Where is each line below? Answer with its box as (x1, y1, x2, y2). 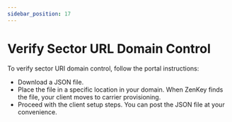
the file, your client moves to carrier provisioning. (17, 92, 161, 101)
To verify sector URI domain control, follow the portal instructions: (7, 64, 199, 73)
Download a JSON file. (17, 78, 84, 86)
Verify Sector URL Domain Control (7, 40, 211, 56)
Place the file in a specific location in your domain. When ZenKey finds (17, 85, 224, 94)
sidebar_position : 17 (7, 10, 71, 18)
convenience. (17, 107, 58, 116)
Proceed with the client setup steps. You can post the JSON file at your (17, 100, 225, 109)
